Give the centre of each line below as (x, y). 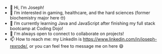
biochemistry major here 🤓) (38, 18)
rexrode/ (18, 46)
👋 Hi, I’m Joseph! (27, 8)
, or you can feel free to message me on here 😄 (75, 46)
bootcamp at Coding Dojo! (36, 28)
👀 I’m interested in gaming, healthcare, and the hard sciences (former (80, 13)
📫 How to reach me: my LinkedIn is (46, 39)
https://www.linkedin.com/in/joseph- (120, 39)
